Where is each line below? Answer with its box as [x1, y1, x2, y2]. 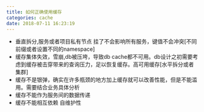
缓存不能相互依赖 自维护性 [15, 99, 81, 106]
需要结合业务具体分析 [26, 84, 80, 91]
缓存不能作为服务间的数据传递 [15, 91, 90, 99]
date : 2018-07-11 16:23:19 [6, 20, 75, 26]
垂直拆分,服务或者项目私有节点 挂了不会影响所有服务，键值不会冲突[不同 [15, 38, 197, 45]
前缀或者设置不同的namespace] [15, 45, 95, 53]
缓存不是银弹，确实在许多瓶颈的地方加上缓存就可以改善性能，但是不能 [15, 76, 192, 83]
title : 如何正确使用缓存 [6, 9, 62, 15]
